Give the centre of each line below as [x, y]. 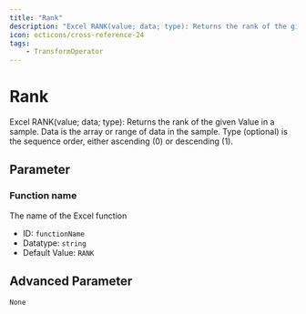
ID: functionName [53, 233]
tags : [20, 43]
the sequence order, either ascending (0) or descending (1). [122, 141]
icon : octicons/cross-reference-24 [77, 35]
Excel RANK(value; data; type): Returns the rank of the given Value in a [142, 122]
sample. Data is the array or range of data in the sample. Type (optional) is [149, 132]
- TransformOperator [65, 52]
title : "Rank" [36, 18]
